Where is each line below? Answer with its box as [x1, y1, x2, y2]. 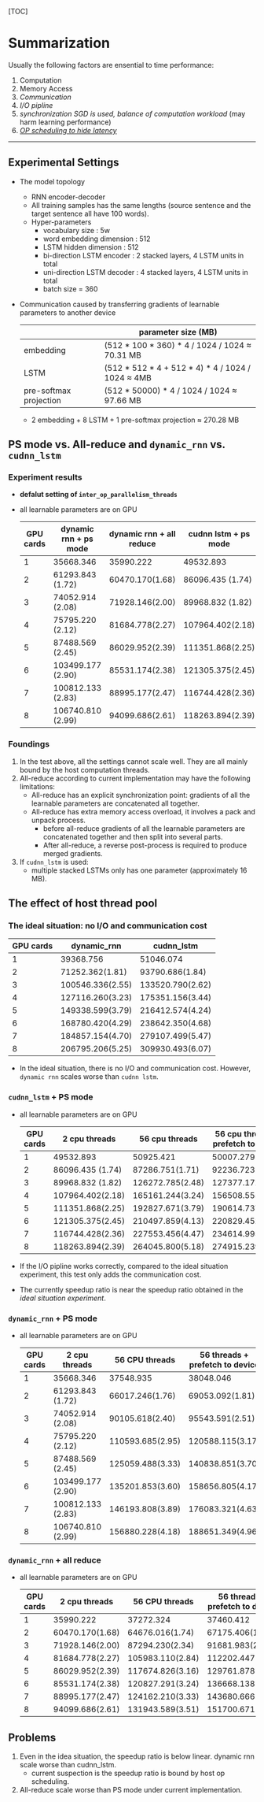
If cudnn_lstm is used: [19, 857, 89, 866]
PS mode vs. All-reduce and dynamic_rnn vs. [8, 438, 225, 451]
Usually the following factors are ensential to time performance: [8, 60, 214, 69]
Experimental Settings [8, 156, 119, 169]
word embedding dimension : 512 [42, 234, 151, 243]
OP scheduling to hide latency [19, 125, 117, 135]
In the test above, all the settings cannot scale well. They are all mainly [19, 756, 248, 766]
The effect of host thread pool [8, 897, 158, 910]
